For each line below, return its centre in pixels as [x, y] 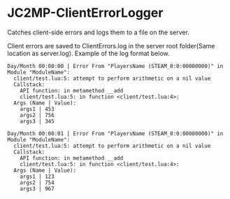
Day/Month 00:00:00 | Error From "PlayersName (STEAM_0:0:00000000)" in [115, 66]
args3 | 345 [37, 121]
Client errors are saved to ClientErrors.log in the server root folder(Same [111, 46]
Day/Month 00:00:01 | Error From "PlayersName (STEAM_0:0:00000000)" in [115, 133]
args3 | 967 [37, 188]
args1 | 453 [37, 109]
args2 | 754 [37, 183]
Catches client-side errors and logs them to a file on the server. [99, 32]
